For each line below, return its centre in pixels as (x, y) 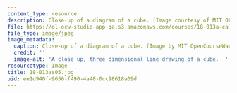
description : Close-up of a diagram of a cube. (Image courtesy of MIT (115, 20)
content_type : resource (42, 14)
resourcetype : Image (38, 66)
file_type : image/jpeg (41, 33)
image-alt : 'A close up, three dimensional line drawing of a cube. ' (121, 59)
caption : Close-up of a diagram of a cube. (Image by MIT (101, 46)
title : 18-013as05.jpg (41, 72)
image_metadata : (31, 40)
